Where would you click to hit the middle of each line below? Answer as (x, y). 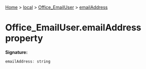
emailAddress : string (28, 61)
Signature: (16, 52)
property (24, 39)
